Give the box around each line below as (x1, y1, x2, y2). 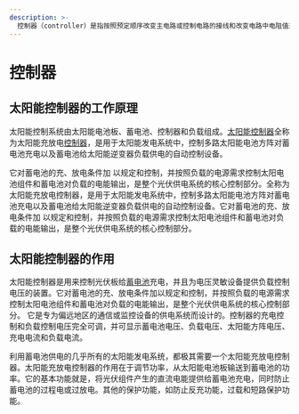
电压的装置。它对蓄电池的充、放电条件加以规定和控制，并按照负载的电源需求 (9, 288, 290, 298)
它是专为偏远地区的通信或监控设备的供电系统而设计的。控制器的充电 (26, 310, 277, 321)
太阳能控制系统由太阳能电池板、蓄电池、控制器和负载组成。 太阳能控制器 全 (9, 126, 282, 136)
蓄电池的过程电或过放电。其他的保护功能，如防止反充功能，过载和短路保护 (9, 385, 282, 395)
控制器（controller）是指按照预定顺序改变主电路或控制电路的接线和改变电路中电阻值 (17, 21, 289, 30)
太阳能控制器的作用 (9, 251, 115, 266)
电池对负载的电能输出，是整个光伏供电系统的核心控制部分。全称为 (47, 178, 290, 189)
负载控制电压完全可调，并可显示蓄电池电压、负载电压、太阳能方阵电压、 (24, 321, 290, 332)
